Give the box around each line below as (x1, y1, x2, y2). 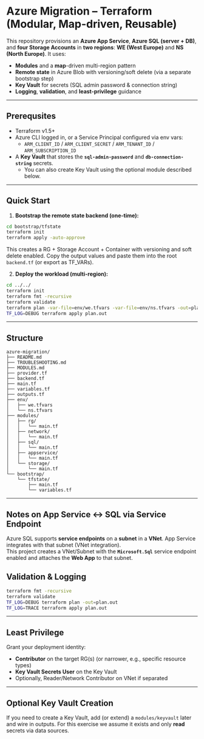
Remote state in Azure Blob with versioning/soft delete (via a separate (15, 68, 191, 75)
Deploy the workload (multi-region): (15, 270, 108, 278)
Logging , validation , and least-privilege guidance (15, 87, 141, 95)
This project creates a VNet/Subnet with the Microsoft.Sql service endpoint (6, 548, 197, 555)
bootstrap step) (15, 75, 54, 82)
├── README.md (6, 354, 42, 361)
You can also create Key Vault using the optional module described (24, 166, 192, 173)
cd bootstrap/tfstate (6, 223, 61, 230)
